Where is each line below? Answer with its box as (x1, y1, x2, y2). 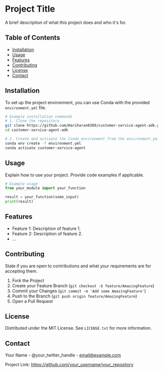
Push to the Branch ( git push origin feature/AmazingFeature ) (12, 293, 137, 299)
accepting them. (5, 268, 38, 274)
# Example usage (5, 181, 38, 186)
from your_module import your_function (5, 186, 86, 191)
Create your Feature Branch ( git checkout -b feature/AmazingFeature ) (12, 282, 155, 288)
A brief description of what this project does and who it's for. (5, 19, 127, 25)
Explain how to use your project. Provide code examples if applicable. (5, 172, 145, 178)
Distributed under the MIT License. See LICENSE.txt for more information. (5, 325, 152, 331)
